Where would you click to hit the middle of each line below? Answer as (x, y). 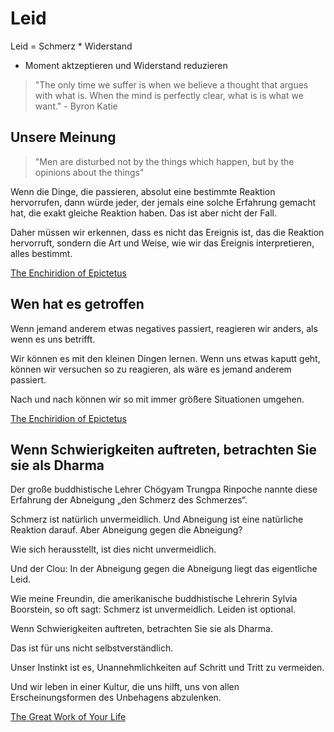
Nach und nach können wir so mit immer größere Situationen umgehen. (157, 399)
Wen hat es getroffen (77, 304)
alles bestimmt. (41, 253)
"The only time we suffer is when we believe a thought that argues (171, 84)
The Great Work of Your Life (68, 717)
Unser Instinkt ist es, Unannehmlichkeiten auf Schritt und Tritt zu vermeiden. (167, 668)
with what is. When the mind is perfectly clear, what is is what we (169, 95)
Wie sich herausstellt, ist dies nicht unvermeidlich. (113, 549)
